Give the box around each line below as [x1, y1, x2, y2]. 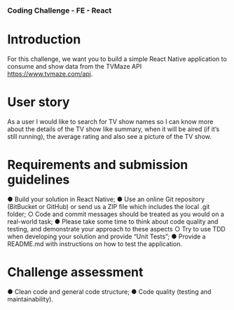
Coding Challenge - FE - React [7, 6, 112, 15]
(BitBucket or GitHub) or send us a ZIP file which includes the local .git [7, 202, 210, 210]
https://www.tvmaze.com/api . [7, 69, 93, 78]
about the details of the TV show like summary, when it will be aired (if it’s [7, 125, 220, 133]
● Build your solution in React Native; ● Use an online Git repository [7, 195, 205, 203]
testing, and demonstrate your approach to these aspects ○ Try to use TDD [7, 224, 226, 233]
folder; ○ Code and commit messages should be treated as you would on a [7, 210, 224, 218]
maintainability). [7, 295, 54, 303]
